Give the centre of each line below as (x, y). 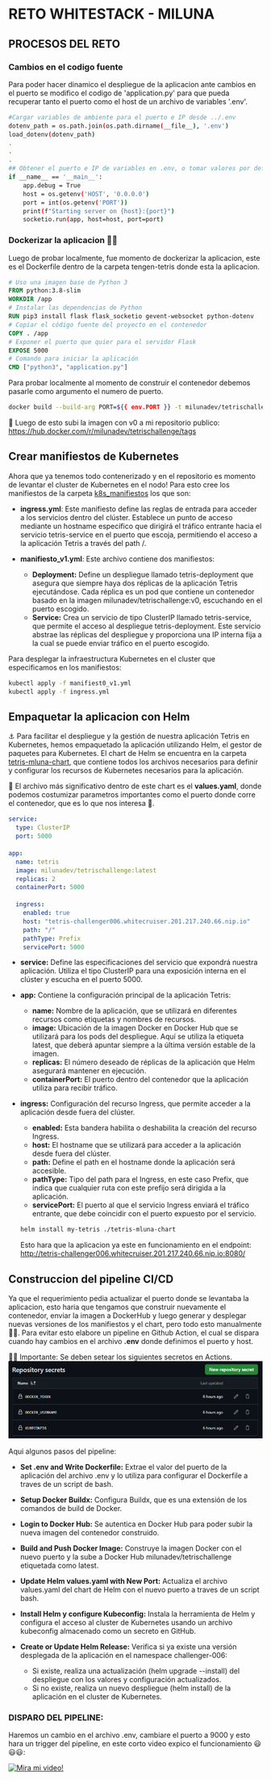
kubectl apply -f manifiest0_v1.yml (70, 683)
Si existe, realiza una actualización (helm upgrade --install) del (136, 1671)
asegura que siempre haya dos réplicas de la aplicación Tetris (135, 583)
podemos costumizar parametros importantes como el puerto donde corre (132, 795)
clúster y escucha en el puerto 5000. (81, 980)
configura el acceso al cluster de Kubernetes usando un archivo (126, 1623)
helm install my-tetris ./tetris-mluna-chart (98, 1230)
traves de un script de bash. (67, 1484)
